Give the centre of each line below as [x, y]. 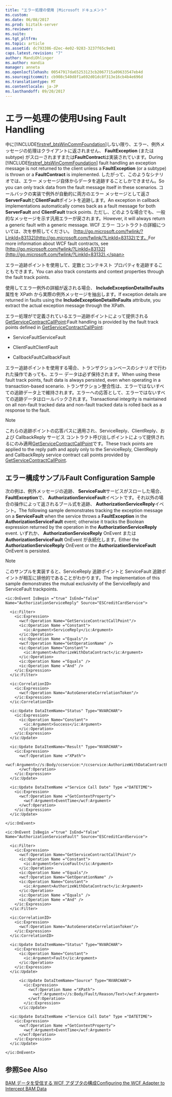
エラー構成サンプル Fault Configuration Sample [80, 478]
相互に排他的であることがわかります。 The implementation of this [91, 578]
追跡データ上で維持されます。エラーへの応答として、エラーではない [85, 393]
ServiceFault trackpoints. [32, 589]
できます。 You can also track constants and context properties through [89, 272]
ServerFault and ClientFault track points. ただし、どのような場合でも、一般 [85, 212]
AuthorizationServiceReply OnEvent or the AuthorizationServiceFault [81, 546]
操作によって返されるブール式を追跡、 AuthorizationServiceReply [84, 504]
